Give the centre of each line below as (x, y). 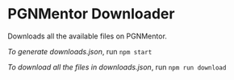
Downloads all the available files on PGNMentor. (87, 36)
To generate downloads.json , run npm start (80, 51)
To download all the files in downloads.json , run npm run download (117, 67)
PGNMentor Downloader (91, 14)
